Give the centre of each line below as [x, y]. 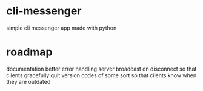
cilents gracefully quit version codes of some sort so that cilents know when [101, 75]
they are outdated [28, 81]
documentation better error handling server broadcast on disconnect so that [101, 69]
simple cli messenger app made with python [62, 28]
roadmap [29, 52]
